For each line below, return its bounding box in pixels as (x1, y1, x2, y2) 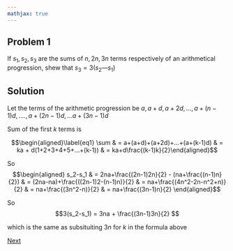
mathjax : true (7, 10, 49, 17)
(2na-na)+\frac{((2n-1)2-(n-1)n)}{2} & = (32, 177, 146, 185)
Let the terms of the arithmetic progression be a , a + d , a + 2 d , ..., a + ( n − (7, 104, 217, 112)
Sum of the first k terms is (7, 125, 82, 133)
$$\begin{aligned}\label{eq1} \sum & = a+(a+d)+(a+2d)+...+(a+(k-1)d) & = (10, 138, 224, 146)
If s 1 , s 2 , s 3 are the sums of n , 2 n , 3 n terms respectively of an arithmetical (7, 54, 216, 65)
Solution (7, 85, 45, 98)
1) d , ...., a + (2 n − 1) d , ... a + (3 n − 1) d (7, 111, 109, 119)
